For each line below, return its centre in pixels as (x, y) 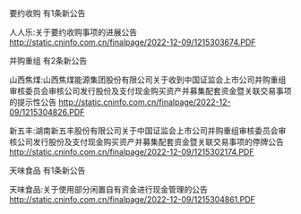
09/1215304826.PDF (47, 112)
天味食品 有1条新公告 (47, 170)
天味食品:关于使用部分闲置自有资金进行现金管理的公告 (109, 189)
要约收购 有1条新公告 (47, 13)
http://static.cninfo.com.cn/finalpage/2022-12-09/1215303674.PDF (133, 42)
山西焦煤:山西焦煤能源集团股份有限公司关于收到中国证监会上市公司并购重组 (148, 80)
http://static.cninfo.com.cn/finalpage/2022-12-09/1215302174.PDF (132, 152)
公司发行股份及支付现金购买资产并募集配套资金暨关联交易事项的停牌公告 (150, 142)
